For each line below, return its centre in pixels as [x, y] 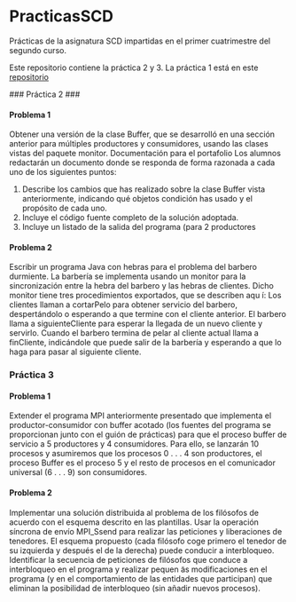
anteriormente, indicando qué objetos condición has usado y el [137, 199]
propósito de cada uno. [65, 208]
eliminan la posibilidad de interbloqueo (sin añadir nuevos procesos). [135, 588]
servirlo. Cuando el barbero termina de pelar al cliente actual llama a [134, 333]
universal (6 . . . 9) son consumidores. [78, 472]
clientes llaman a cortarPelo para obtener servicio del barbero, [123, 305]
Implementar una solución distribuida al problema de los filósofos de [134, 512]
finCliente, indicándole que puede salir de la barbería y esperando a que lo [145, 343]
